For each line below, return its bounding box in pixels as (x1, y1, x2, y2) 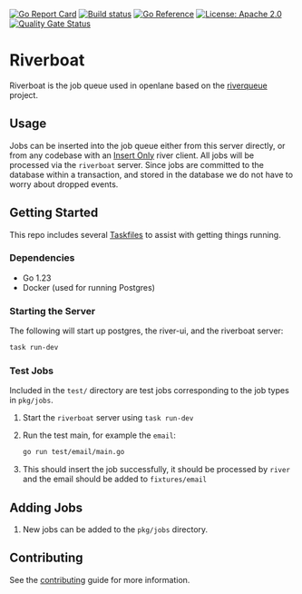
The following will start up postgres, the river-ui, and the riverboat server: (9, 325, 284, 336)
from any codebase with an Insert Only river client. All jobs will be (9, 150, 255, 161)
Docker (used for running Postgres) (22, 282, 156, 292)
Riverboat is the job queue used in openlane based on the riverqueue (9, 80, 268, 91)
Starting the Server (9, 304, 96, 317)
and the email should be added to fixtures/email (22, 473, 208, 485)
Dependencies (9, 252, 75, 264)
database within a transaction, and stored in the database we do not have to (9, 169, 293, 180)
